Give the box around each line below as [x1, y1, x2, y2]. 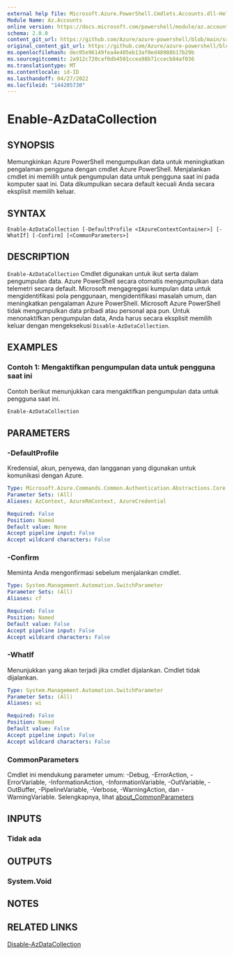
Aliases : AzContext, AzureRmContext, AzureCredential [7, 498, 167, 505]
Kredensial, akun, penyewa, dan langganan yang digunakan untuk [7, 464, 196, 473]
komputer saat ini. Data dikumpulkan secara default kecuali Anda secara [7, 180, 214, 188]
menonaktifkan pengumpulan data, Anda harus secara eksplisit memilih [7, 314, 212, 322]
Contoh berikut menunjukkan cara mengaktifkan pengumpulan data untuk [7, 387, 219, 395]
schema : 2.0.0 [7, 29, 49, 37]
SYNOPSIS [7, 139, 55, 151]
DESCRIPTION [7, 251, 70, 263]
